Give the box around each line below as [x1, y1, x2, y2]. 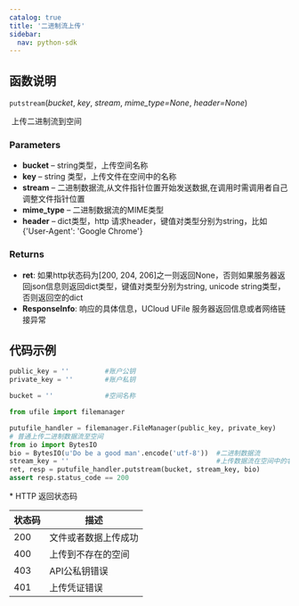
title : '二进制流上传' [9, 21, 85, 30]
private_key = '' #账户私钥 [9, 376, 136, 385]
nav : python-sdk [17, 37, 77, 47]
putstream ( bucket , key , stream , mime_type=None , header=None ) [9, 97, 248, 108]
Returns [9, 248, 44, 261]
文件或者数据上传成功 [49, 532, 140, 544]
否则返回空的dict [21, 292, 84, 303]
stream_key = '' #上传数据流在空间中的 [9, 457, 287, 466]
